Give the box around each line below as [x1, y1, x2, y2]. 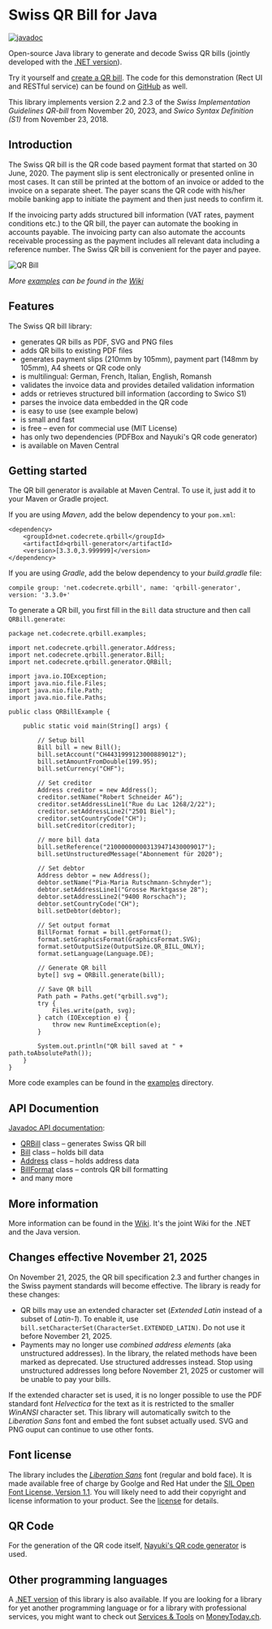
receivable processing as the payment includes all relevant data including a [8, 236, 260, 245]
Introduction [8, 138, 73, 152]
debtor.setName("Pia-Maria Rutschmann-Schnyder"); [37, 879, 213, 887]
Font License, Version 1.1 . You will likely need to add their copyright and [8, 1487, 247, 1497]
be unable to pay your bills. [19, 1374, 111, 1384]
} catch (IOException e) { [37, 1014, 129, 1022]
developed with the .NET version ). [8, 57, 123, 67]
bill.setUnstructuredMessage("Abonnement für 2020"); [37, 850, 223, 858]
